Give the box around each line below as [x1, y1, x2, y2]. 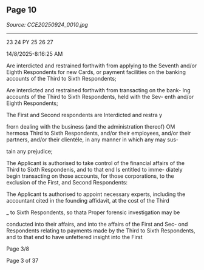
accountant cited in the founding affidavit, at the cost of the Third [6, 197, 170, 204]
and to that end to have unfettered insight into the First [6, 233, 143, 240]
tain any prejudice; [6, 147, 53, 155]
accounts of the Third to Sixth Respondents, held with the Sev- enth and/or [6, 93, 194, 100]
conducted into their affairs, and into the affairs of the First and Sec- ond [6, 220, 188, 228]
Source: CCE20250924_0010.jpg [6, 21, 88, 28]
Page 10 [6, 5, 37, 15]
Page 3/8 [6, 245, 29, 252]
